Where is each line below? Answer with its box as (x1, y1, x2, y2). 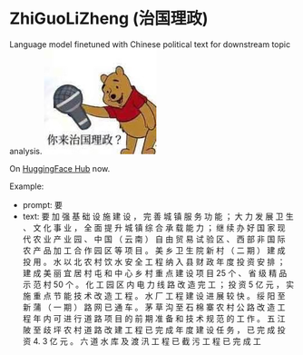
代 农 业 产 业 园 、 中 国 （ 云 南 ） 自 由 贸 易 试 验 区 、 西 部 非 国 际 (22, 233, 286, 244)
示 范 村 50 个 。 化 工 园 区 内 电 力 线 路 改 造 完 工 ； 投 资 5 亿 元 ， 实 (22, 279, 295, 290)
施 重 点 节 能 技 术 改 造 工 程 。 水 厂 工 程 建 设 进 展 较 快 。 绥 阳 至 (22, 290, 286, 301)
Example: (9, 181, 44, 192)
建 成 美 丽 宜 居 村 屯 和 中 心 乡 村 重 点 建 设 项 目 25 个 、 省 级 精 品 (22, 267, 288, 278)
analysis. (9, 145, 43, 156)
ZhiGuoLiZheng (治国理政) (9, 8, 209, 29)
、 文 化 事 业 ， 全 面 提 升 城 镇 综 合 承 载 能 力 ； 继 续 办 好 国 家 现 (22, 222, 286, 232)
